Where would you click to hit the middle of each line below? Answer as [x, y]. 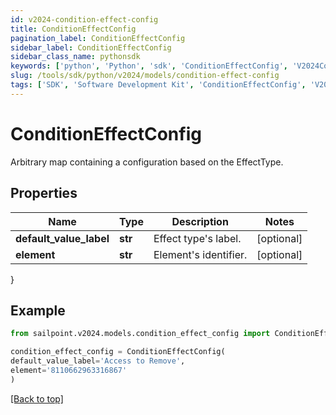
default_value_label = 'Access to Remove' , [98, 361]
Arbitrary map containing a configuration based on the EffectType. [147, 162]
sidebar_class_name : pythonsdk [75, 57]
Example [38, 310]
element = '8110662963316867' [69, 370]
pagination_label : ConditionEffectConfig [98, 38]
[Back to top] [37, 398]
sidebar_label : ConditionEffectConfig [91, 47]
